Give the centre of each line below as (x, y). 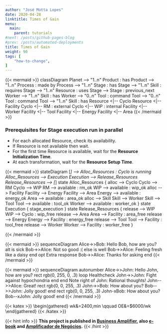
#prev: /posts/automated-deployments (44, 42)
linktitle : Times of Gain (32, 19)
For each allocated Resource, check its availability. (64, 141)
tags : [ (13, 56)
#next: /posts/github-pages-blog (40, 38)
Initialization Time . (32, 157)
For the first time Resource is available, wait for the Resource (75, 151)
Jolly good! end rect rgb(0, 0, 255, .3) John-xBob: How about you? (92, 291)
